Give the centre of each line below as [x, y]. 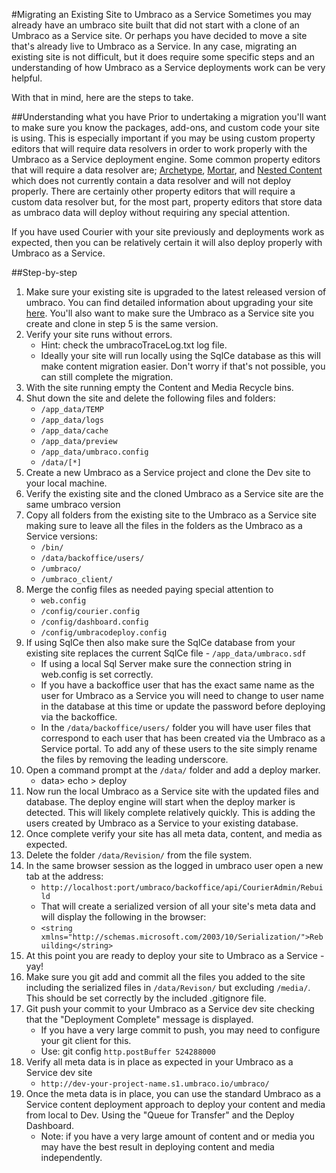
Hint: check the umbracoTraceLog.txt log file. [134, 345]
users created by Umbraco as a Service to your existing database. [162, 823]
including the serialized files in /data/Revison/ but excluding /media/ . [168, 987]
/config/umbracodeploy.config [104, 633]
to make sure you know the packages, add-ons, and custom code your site [165, 127]
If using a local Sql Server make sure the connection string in [166, 663]
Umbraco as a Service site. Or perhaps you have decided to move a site [159, 35]
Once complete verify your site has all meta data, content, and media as [174, 833]
